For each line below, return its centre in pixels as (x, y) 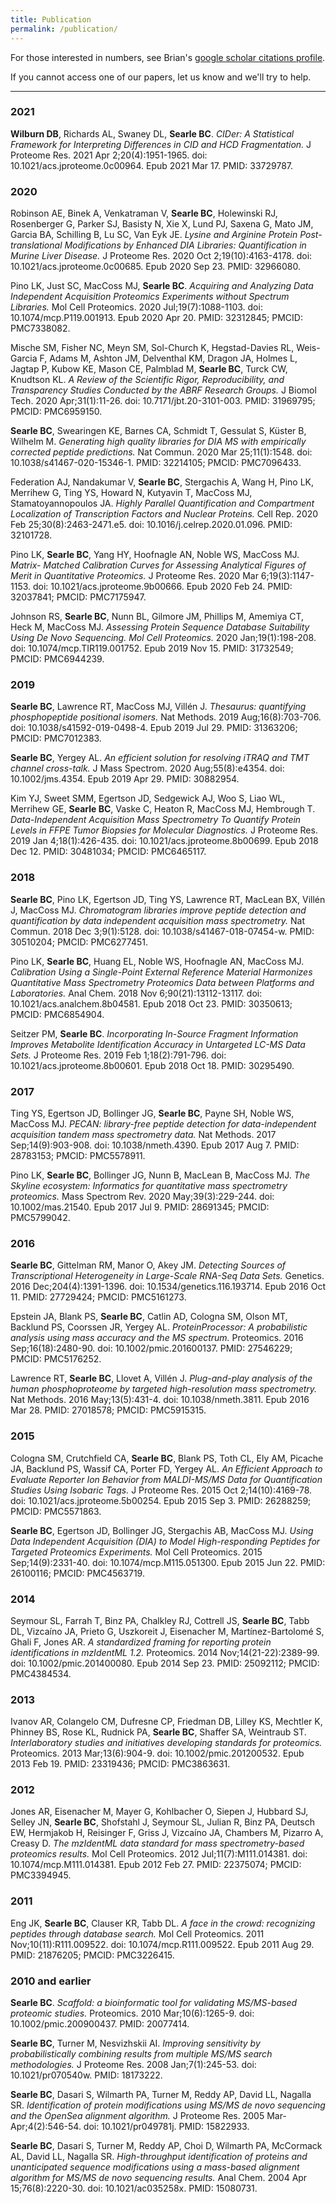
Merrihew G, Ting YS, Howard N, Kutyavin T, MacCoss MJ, (131, 493)
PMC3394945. (41, 1875)
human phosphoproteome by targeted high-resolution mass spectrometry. (164, 1389)
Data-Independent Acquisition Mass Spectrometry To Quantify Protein (156, 820)
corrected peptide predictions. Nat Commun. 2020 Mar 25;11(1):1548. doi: (161, 452)
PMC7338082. (40, 328)
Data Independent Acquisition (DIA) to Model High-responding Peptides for (165, 1541)
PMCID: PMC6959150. (56, 412)
